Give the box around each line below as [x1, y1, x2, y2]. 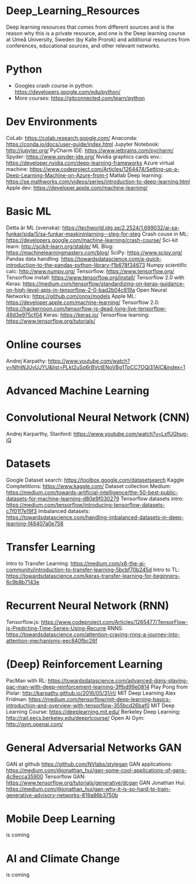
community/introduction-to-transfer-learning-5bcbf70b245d [6, 566, 152, 573]
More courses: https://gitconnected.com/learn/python [14, 94, 145, 101]
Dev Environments [6, 115, 98, 128]
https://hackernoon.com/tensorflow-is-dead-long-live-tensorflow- [6, 305, 167, 312]
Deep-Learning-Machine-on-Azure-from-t [6, 172, 108, 179]
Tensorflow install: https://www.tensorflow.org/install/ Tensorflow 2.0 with [6, 274, 185, 281]
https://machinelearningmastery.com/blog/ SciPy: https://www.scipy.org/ [6, 249, 183, 256]
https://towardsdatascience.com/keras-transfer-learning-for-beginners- [6, 572, 180, 579]
